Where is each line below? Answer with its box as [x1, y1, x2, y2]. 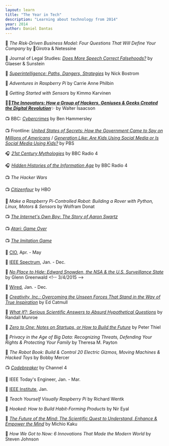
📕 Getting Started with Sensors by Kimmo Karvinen [5, 90, 111, 96]
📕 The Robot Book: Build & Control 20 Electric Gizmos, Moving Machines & [5, 349, 160, 355]
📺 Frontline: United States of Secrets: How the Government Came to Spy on [5, 127, 163, 134]
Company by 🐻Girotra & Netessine [5, 46, 76, 52]
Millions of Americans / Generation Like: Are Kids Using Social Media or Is [5, 135, 159, 141]
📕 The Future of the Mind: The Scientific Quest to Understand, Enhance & [5, 416, 157, 422]
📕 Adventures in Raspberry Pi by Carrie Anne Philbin [5, 80, 114, 86]
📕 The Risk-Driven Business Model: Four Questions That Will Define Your [5, 40, 156, 46]
